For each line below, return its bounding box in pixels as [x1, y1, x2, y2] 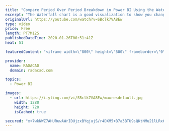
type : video [5, 21, 30, 27]
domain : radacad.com [10, 68, 53, 73]
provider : [5, 58, 26, 63]
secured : [5, 118, 24, 123]
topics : [5, 77, 22, 82]
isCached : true [14, 109, 46, 114]
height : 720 [14, 104, 39, 110]
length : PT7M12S [5, 31, 39, 36]
